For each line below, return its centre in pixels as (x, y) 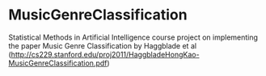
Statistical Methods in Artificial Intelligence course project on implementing (133, 37)
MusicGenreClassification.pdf (58, 63)
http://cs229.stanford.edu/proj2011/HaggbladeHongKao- (105, 54)
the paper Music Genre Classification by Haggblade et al (102, 45)
